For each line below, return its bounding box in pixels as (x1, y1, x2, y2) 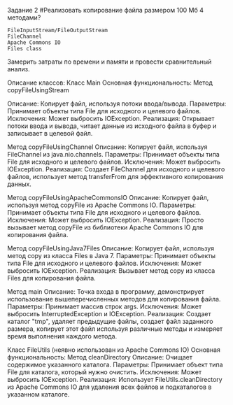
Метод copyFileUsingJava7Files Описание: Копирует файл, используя (7, 244, 215, 253)
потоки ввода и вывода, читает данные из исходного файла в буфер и (7, 122, 217, 130)
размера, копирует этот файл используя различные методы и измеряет (7, 325, 223, 333)
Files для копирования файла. (7, 274, 96, 282)
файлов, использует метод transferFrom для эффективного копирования (7, 173, 224, 180)
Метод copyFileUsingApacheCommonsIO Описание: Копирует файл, (7, 194, 209, 201)
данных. (7, 180, 31, 188)
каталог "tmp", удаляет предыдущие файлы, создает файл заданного (7, 318, 213, 325)
